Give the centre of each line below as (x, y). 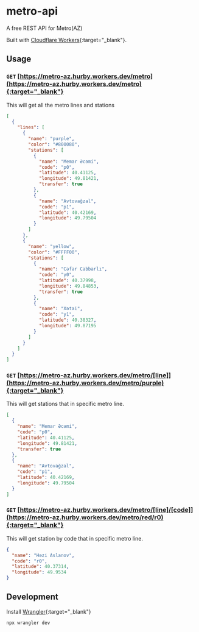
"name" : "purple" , (51, 139)
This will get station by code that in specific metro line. (75, 538)
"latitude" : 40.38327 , (68, 320)
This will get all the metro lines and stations (60, 105)
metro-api (32, 11)
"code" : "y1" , (57, 314)
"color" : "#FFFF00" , (54, 252)
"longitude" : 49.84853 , (69, 286)
